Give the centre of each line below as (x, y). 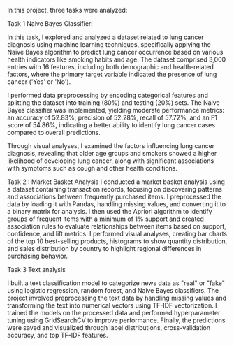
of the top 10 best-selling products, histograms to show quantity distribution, (117, 241)
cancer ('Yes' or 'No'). (39, 82)
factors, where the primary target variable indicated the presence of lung (112, 74)
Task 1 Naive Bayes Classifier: (50, 23)
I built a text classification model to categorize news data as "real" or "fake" (116, 283)
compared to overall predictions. (54, 132)
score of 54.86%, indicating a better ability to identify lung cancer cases (111, 125)
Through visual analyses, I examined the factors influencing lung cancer (111, 146)
